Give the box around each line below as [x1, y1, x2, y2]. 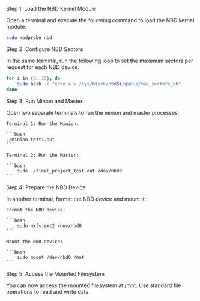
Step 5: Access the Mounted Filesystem [6, 270, 105, 277]
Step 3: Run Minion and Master [6, 97, 83, 105]
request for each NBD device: [6, 63, 80, 71]
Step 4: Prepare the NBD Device [6, 183, 86, 191]
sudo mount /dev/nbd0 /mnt [17, 254, 85, 260]
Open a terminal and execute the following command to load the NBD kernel [6, 17, 195, 23]
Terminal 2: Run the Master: [6, 152, 79, 158]
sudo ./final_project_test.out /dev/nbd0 [17, 168, 122, 174]
